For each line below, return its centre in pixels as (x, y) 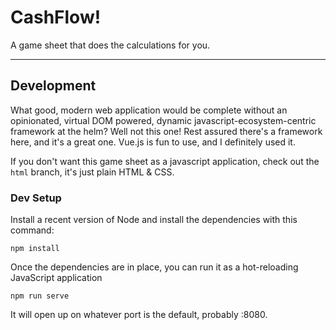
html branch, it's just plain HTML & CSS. (92, 172)
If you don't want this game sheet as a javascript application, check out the (165, 161)
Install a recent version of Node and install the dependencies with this (154, 220)
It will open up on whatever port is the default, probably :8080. (139, 315)
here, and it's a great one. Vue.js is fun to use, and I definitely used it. (153, 142)
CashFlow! (56, 17)
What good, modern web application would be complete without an (149, 110)
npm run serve (40, 296)
